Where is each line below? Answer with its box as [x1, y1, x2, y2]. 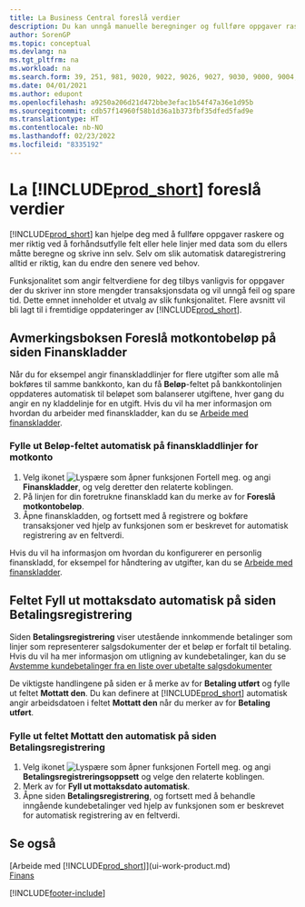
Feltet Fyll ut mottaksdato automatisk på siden [9, 593, 277, 609]
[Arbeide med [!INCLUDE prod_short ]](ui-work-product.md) [9, 860, 231, 871]
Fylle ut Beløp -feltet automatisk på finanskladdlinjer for [9, 440, 259, 453]
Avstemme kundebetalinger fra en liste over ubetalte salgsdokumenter [9, 660, 272, 671]
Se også [9, 836, 56, 852]
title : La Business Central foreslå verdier [9, 13, 181, 23]
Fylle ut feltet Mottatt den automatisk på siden [9, 729, 217, 742]
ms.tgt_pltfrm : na [9, 55, 79, 65]
